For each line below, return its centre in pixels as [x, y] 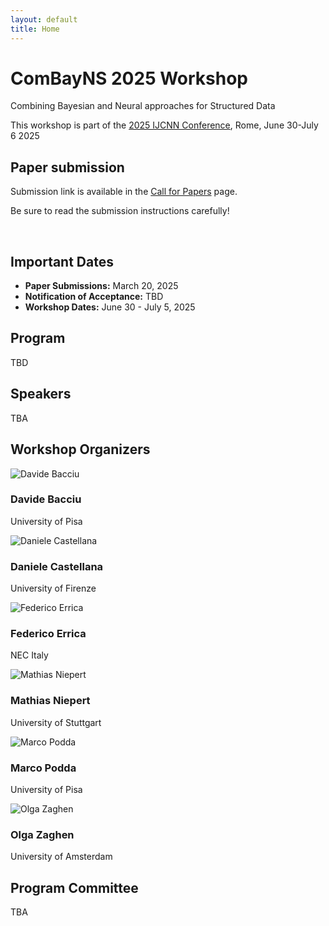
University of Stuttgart [56, 722]
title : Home [35, 29]
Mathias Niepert [50, 701]
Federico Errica [48, 634]
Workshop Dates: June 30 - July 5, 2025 [110, 307]
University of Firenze [53, 588]
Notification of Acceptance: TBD [94, 297]
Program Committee [74, 887]
